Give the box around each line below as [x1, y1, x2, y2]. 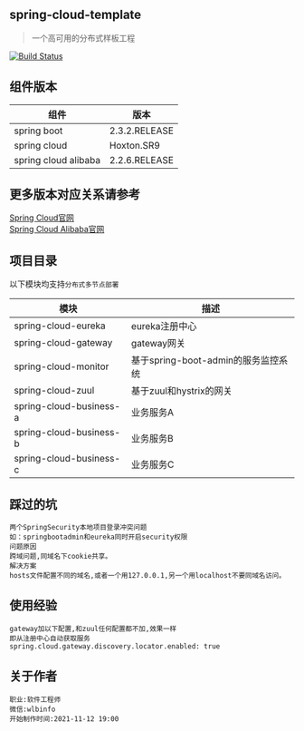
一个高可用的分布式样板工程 [31, 32, 136, 44]
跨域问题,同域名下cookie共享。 [9, 552, 112, 561]
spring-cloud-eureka [14, 319, 106, 332]
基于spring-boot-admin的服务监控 [130, 354, 279, 366]
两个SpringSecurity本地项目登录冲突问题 [9, 523, 147, 532]
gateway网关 [130, 337, 186, 350]
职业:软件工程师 [9, 695, 62, 704]
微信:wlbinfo [9, 705, 56, 714]
